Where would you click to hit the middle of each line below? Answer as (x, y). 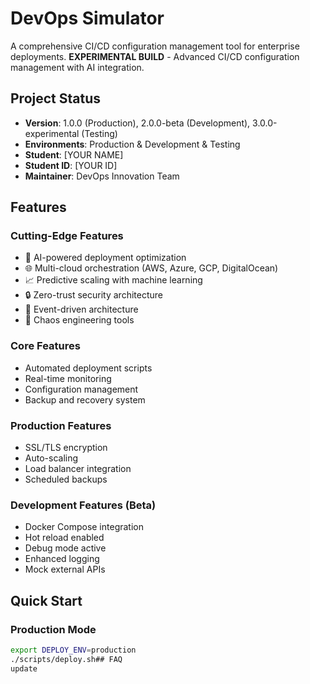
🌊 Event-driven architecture (81, 309)
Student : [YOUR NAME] (74, 154)
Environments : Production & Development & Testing (132, 144)
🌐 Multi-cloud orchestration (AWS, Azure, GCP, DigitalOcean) (151, 268)
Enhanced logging (62, 559)
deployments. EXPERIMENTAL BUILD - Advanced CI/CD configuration (155, 56)
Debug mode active (65, 548)
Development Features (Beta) (83, 505)
